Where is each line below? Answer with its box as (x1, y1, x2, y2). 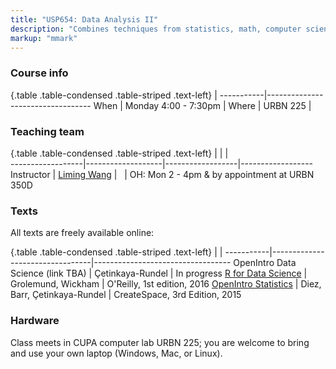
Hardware (10, 314, 60, 328)
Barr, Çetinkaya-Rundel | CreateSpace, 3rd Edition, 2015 (10, 289, 242, 301)
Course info (10, 66, 69, 80)
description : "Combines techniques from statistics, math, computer (10, 24, 302, 34)
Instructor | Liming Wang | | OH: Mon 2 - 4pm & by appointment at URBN (10, 168, 315, 180)
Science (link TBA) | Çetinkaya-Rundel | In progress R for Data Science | (10, 267, 308, 280)
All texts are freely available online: (10, 227, 155, 239)
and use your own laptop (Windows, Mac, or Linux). (10, 347, 223, 359)
